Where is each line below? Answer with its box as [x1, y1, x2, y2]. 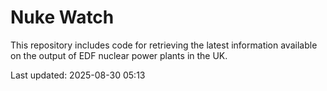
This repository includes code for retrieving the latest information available [10, 39, 318, 51]
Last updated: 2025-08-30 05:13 [10, 69, 146, 81]
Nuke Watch [10, 6, 115, 29]
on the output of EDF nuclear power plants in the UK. [10, 49, 228, 61]
